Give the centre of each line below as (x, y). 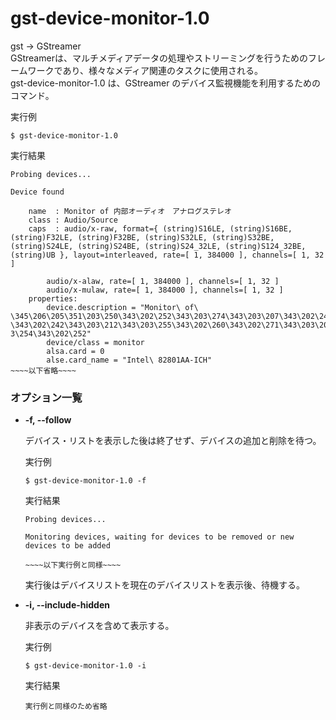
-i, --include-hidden (67, 605)
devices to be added (67, 546)
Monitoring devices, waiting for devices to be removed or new (159, 537)
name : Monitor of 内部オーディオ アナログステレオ (130, 211)
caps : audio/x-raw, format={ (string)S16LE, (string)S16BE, (160, 228)
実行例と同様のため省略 (66, 707)
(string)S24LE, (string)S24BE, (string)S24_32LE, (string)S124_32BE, (158, 246)
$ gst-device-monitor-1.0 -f (85, 481)
